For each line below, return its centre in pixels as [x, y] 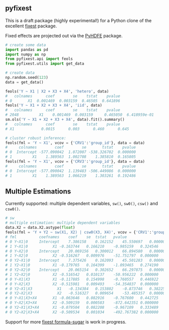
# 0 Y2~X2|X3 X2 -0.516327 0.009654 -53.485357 [75, 293]
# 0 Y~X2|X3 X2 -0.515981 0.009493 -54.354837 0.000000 [82, 284]
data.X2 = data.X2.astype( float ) [40, 228]
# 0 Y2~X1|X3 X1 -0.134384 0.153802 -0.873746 [74, 289]
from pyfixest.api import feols [39, 59]
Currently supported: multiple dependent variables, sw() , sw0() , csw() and [82, 204]
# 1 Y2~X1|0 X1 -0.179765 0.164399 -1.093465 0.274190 [82, 265]
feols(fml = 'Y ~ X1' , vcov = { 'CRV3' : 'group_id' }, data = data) [75, 162]
